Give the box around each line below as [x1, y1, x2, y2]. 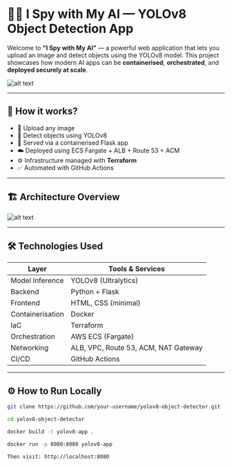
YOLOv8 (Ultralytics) [70, 276, 139, 286]
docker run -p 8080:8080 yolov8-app [7, 441, 113, 448]
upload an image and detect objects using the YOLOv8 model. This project [7, 51, 220, 59]
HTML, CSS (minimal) [70, 298, 141, 308]
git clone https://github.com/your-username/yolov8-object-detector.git [7, 404, 221, 410]
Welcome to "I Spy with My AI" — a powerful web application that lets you [7, 43, 220, 52]
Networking [10, 343, 49, 352]
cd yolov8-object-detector [7, 416, 85, 423]
